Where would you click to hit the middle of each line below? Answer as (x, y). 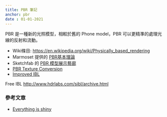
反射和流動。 (27, 40)
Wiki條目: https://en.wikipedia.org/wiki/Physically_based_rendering (81, 51)
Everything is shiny (32, 109)
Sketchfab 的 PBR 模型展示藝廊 (44, 63)
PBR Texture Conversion (37, 69)
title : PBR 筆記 (21, 10)
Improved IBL (26, 74)
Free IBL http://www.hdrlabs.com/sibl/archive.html (57, 84)
